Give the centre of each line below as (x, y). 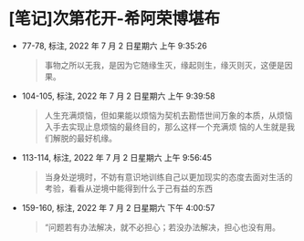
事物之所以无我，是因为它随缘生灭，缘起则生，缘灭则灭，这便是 (164, 65)
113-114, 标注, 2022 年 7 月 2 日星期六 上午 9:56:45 (116, 157)
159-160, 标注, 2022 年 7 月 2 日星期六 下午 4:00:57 (118, 207)
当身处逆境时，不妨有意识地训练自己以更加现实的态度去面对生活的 (168, 177)
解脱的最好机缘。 (85, 138)
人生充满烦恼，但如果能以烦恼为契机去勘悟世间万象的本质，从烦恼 (168, 115)
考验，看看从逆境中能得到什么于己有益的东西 (129, 188)
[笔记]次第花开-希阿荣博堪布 (115, 19)
